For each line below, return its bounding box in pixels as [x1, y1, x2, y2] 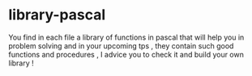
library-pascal [8, 6, 106, 24]
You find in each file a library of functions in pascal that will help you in [8, 32, 245, 42]
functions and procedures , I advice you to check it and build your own [8, 49, 245, 59]
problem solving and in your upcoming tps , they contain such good [8, 40, 234, 50]
